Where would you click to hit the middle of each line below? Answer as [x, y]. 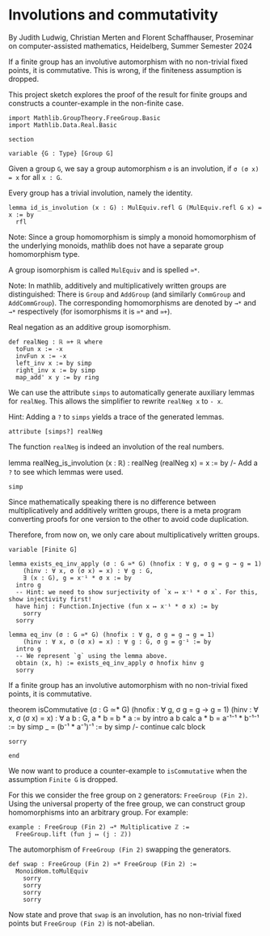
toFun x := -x [39, 349]
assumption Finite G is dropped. [63, 779]
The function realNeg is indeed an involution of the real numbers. [116, 447]
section [21, 139]
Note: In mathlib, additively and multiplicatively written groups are [118, 285]
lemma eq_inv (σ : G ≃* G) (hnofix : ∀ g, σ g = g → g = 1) [112, 635]
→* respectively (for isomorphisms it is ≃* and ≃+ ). [90, 311]
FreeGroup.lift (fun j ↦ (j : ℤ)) [74, 834]
